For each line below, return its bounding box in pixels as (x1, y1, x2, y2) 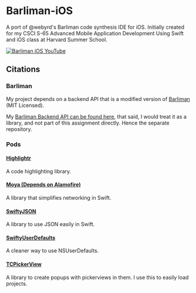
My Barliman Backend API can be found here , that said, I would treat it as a (6, 113, 187, 120)
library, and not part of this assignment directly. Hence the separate (6, 119, 170, 126)
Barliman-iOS (6, 4, 73, 18)
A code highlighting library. (6, 167, 72, 174)
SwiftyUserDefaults (6, 234, 56, 241)
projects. (6, 280, 28, 287)
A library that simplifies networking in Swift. (6, 194, 111, 201)
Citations (6, 65, 40, 75)
